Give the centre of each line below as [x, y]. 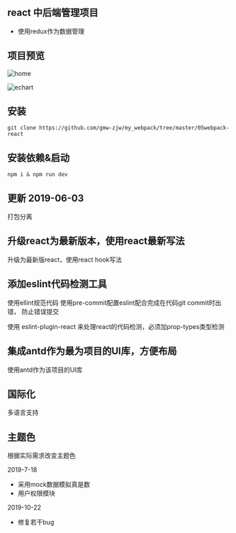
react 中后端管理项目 [53, 13]
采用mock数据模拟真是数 [54, 485]
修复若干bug [36, 522]
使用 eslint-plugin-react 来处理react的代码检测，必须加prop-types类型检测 [116, 326]
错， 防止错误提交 [33, 311]
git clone [22, 128]
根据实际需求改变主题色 [41, 456]
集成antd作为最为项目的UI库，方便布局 [92, 351]
